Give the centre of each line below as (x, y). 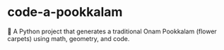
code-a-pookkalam (65, 12)
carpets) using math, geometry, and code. (69, 38)
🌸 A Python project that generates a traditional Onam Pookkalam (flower (112, 31)
